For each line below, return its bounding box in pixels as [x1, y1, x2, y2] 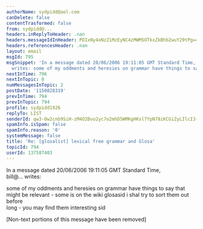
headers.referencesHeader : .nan [6, 43, 88, 49]
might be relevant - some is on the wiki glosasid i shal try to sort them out [6, 191, 189, 198]
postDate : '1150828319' [6, 88, 66, 94]
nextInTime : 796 [6, 71, 47, 77]
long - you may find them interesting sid [6, 204, 106, 211]
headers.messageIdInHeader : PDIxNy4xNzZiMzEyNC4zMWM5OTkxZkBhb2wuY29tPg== [6, 37, 199, 43]
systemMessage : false [6, 133, 61, 139]
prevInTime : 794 [6, 93, 47, 99]
